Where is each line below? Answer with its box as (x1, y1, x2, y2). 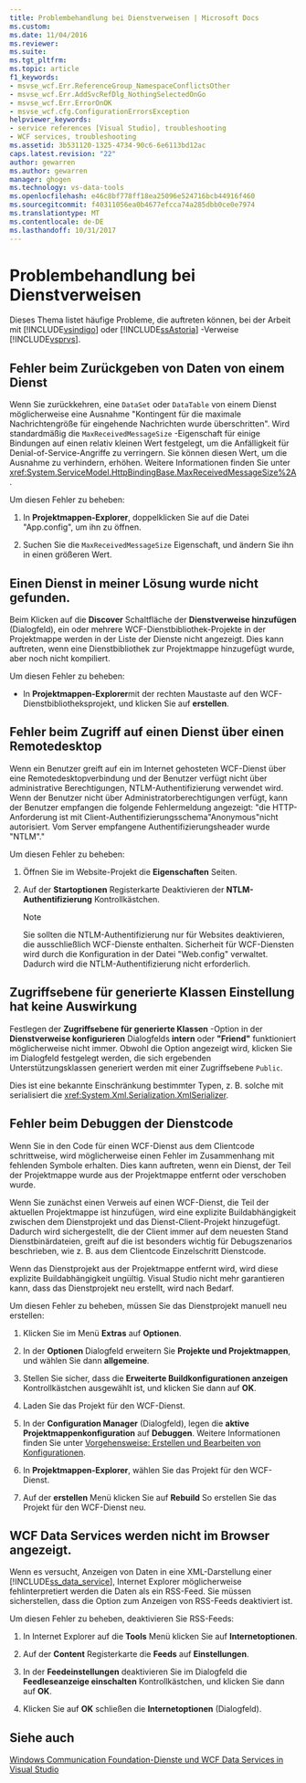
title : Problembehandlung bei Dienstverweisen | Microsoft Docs (9, 13, 259, 23)
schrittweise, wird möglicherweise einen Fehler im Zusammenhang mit (9, 1150, 275, 1161)
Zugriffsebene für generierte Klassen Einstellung (9, 985, 295, 1000)
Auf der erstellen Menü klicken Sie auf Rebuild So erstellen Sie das (22, 1492, 277, 1503)
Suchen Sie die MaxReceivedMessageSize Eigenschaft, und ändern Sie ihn (22, 540, 294, 551)
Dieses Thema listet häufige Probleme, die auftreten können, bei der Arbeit (9, 314, 291, 325)
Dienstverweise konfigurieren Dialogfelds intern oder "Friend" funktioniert (9, 1033, 297, 1044)
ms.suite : (9, 47, 47, 57)
